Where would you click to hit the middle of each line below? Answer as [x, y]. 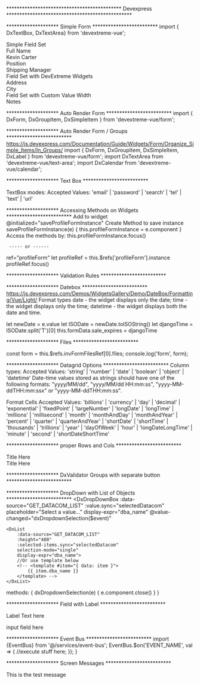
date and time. [24, 312]
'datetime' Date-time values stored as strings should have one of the [90, 378]
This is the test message [36, 675]
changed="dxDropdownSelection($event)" [59, 518]
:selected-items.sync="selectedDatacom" [68, 545]
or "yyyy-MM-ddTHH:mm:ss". [85, 390]
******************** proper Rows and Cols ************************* [94, 445]
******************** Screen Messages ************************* [89, 663]
